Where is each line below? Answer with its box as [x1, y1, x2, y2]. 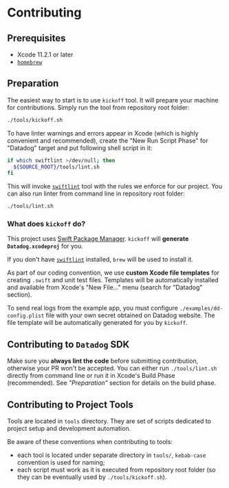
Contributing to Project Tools [7, 399, 134, 410]
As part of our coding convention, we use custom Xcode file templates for [7, 268, 220, 277]
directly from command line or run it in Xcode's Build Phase [7, 372, 175, 380]
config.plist [7, 312, 45, 319]
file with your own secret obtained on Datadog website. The [45, 311, 215, 319]
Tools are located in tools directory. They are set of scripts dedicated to [7, 417, 212, 425]
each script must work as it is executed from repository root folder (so [17, 466, 216, 474]
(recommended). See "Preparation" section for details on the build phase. [7, 379, 217, 387]
